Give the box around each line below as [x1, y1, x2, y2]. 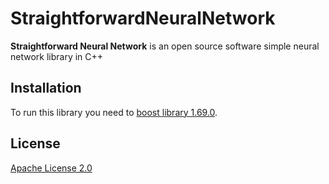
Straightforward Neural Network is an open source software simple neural [10, 40, 320, 52]
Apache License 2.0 [10, 162, 93, 174]
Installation [10, 80, 82, 97]
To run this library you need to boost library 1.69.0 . [10, 106, 218, 118]
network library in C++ [10, 50, 104, 62]
